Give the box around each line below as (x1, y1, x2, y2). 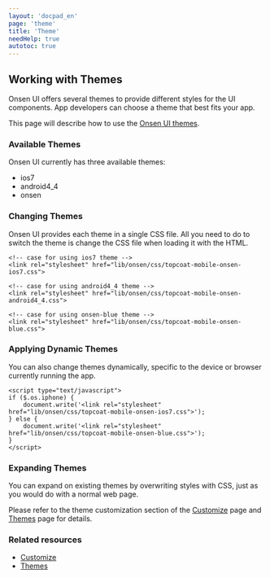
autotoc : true (8, 42, 57, 50)
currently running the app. (8, 370, 96, 380)
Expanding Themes (8, 462, 87, 473)
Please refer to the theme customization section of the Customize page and (8, 506, 262, 515)
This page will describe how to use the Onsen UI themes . (8, 118, 200, 128)
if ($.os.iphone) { (8, 393, 75, 401)
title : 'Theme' (8, 27, 60, 35)
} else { (8, 414, 38, 423)
